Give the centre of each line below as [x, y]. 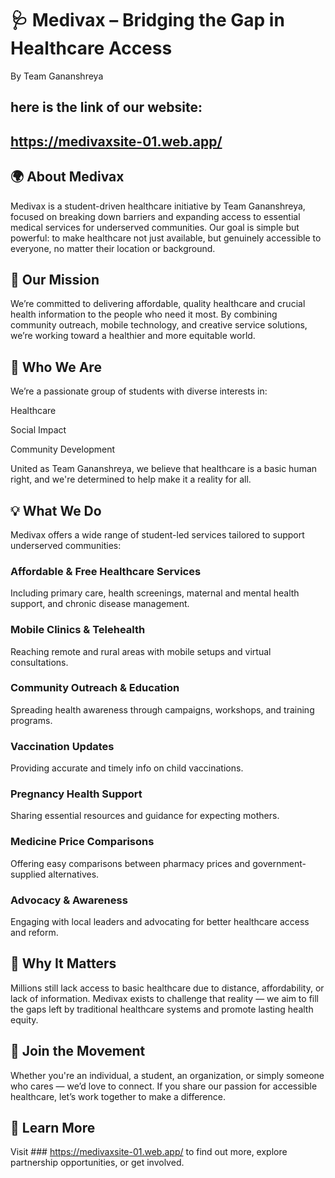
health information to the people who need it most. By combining [144, 314]
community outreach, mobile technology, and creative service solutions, [159, 325]
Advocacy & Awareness [69, 900]
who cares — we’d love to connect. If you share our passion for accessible [164, 1086]
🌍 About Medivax [67, 177]
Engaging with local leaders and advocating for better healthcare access [160, 922]
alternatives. [74, 874]
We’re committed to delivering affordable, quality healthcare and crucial [158, 304]
